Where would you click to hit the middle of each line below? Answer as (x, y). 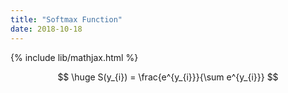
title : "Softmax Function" (66, 19)
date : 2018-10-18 (46, 29)
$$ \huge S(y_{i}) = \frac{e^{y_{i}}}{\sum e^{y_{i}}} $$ (168, 77)
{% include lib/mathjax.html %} (74, 57)
